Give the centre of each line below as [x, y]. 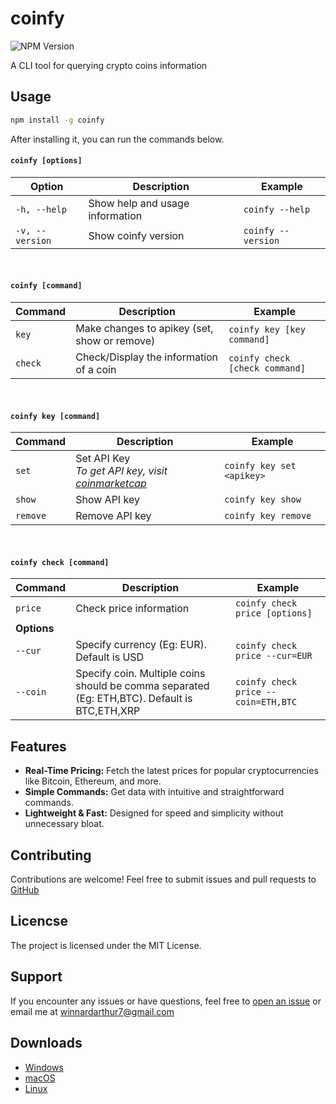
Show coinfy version [136, 235]
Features [38, 746]
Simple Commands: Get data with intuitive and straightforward [154, 792]
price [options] [273, 613]
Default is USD [110, 657]
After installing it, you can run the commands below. [117, 139]
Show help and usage [139, 203]
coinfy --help [277, 209]
